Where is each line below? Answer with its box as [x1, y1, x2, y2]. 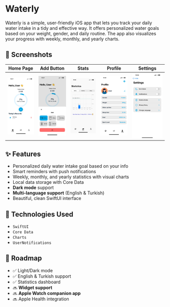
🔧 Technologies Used [5, 210, 73, 219]
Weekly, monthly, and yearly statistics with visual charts [12, 174, 129, 180]
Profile [107, 65, 121, 71]
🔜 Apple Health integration [12, 296, 69, 302]
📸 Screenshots [5, 50, 53, 59]
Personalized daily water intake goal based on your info [12, 163, 129, 169]
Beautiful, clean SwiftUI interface [12, 195, 81, 201]
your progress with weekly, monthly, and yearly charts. [5, 36, 120, 42]
